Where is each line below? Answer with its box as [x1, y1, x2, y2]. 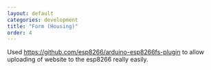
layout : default [7, 10, 54, 17]
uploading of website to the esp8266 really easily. [7, 56, 149, 64]
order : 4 [7, 29, 32, 36]
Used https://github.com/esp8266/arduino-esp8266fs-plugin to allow [7, 48, 205, 56]
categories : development [7, 16, 78, 23]
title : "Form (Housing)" [7, 23, 78, 30]
